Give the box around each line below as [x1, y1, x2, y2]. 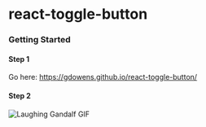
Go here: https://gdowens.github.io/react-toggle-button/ [8, 72, 198, 82]
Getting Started [8, 34, 71, 46]
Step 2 [8, 90, 31, 100]
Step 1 [8, 54, 30, 63]
